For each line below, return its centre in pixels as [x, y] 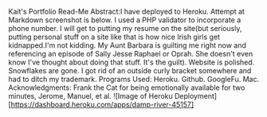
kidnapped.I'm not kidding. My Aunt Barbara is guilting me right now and [128, 45]
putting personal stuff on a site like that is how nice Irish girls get [114, 37]
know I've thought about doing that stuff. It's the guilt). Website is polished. [132, 62]
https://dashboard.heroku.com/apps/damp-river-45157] [102, 104]
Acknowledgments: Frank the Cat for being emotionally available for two [127, 88]
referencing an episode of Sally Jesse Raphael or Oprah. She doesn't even [131, 54]
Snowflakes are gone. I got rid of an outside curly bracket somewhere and [130, 70]
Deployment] [196, 96]
